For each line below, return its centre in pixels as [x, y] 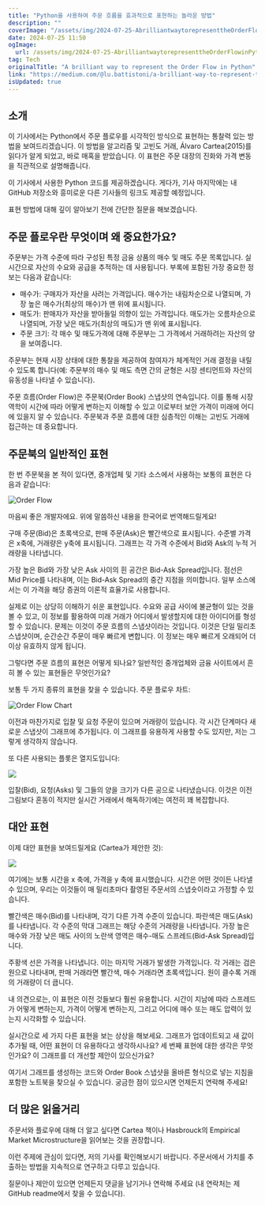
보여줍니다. [45, 343]
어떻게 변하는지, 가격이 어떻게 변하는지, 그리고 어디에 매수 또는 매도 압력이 [130, 1009]
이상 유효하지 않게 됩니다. [47, 646]
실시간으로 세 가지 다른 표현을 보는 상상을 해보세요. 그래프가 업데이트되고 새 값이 [131, 1035]
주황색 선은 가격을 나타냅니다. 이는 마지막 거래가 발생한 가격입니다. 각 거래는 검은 [132, 962]
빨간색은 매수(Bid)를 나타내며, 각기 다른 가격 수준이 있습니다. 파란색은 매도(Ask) [131, 915]
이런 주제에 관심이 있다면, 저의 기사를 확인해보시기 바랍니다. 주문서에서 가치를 [127, 1157]
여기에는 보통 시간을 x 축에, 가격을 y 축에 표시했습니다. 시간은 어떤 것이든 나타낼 [131, 879]
